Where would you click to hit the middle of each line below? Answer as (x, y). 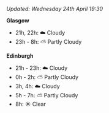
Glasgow (18, 20)
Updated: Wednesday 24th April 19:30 (55, 9)
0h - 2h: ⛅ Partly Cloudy (47, 77)
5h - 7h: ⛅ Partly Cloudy (47, 95)
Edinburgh (20, 56)
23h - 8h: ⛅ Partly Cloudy (48, 42)
